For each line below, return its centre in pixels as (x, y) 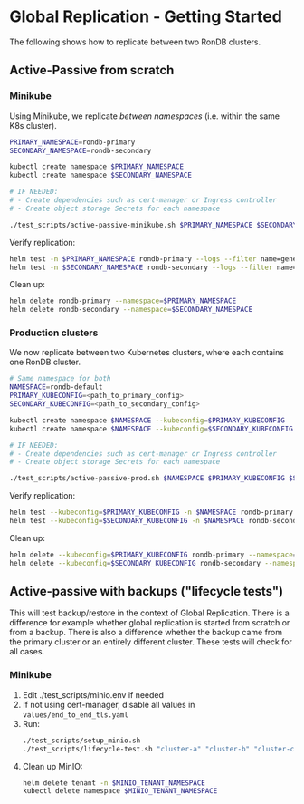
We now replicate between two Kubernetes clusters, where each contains (147, 353)
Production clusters (54, 333)
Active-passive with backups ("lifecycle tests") (147, 591)
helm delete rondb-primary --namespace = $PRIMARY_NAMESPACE (123, 301)
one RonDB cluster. (45, 362)
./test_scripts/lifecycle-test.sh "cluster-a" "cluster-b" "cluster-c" (160, 749)
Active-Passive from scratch (92, 70)
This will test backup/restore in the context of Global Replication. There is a (149, 613)
